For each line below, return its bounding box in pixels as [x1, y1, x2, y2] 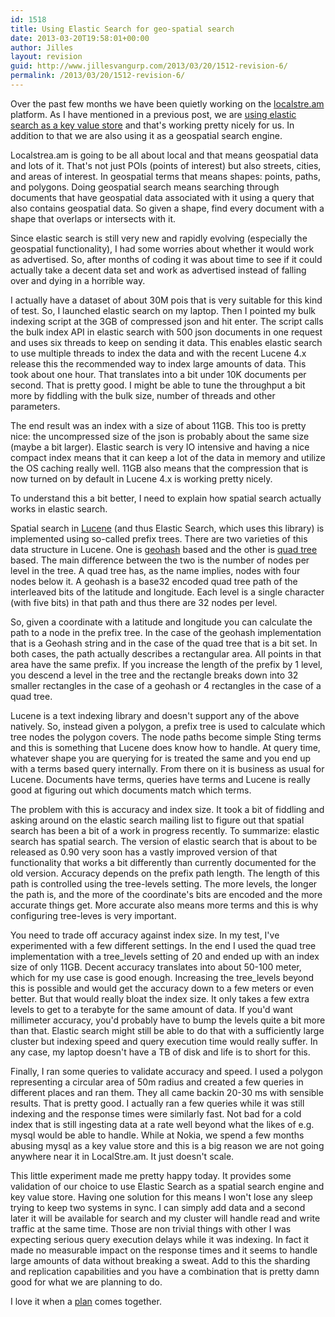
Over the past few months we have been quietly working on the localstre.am [10, 97, 325, 110]
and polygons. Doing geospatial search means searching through [10, 181, 280, 193]
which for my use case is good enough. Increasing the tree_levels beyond [10, 971, 314, 983]
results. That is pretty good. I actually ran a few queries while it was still [10, 1097, 305, 1109]
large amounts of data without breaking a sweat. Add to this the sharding [10, 1254, 311, 1266]
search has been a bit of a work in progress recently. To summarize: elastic [10, 824, 320, 836]
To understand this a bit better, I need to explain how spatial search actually [10, 492, 322, 504]
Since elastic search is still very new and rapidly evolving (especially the [10, 232, 308, 244]
